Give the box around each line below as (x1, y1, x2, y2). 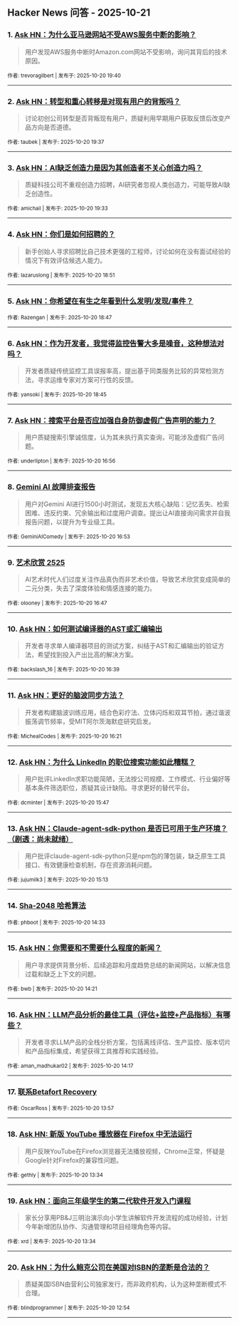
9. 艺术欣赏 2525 (7, 557, 65, 567)
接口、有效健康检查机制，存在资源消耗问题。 (24, 861, 156, 870)
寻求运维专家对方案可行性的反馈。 (37, 376, 137, 384)
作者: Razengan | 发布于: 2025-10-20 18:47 (7, 314, 112, 321)
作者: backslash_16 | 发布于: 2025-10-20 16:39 (7, 666, 119, 674)
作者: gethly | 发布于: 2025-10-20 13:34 (7, 1171, 103, 1178)
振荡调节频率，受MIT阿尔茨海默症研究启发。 (24, 717, 155, 726)
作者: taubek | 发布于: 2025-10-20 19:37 (7, 138, 105, 145)
